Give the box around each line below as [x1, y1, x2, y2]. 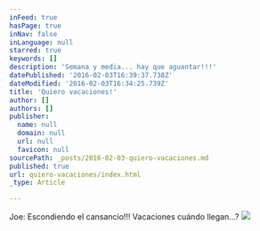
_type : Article [9, 179, 66, 187]
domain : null [17, 129, 66, 138]
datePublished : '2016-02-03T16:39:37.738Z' [9, 71, 174, 80]
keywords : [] [9, 54, 58, 63]
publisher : [9, 112, 50, 121]
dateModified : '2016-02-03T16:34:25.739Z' [9, 79, 169, 88]
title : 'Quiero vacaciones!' [9, 87, 118, 96]
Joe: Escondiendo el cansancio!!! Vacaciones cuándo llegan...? [9, 211, 240, 222]
